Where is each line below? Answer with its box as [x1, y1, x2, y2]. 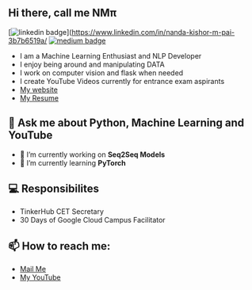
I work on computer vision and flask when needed [19, 67, 184, 78]
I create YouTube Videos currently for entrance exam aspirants [19, 76, 225, 86]
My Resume [19, 93, 59, 102]
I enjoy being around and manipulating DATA [19, 59, 165, 69]
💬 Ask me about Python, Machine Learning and [8, 116, 245, 130]
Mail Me [19, 265, 46, 274]
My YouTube [19, 273, 61, 282]
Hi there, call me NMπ [8, 6, 117, 20]
